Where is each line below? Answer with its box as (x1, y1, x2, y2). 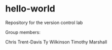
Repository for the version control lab (5, 19, 83, 25)
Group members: (5, 29, 41, 35)
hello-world (5, 3, 56, 14)
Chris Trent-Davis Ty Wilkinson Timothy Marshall (5, 38, 107, 45)
